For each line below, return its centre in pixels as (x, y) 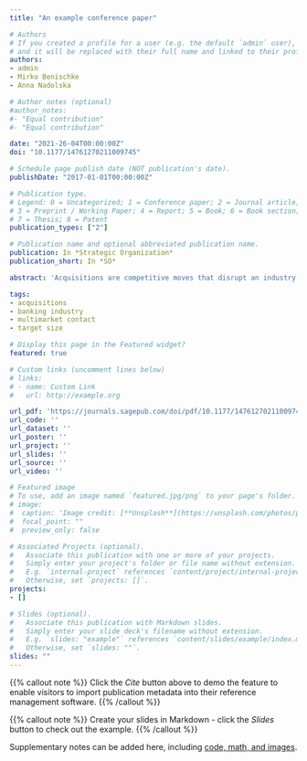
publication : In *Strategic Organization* (91, 253)
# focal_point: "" (47, 522)
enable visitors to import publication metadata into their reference (133, 692)
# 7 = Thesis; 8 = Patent (58, 219)
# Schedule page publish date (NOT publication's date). (120, 169)
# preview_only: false (55, 530)
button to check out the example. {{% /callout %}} (104, 729)
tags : (20, 294)
